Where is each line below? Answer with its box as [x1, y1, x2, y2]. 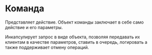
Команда [5, 3, 45, 14]
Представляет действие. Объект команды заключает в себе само [5, 19, 144, 25]
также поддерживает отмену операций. [5, 44, 89, 50]
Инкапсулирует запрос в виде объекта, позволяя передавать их [5, 34, 140, 40]
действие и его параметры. [5, 24, 63, 30]
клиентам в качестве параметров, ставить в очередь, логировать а [5, 39, 148, 45]
